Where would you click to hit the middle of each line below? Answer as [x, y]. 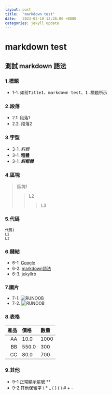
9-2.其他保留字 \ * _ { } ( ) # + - [42, 388]
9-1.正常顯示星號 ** [31, 381]
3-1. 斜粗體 [23, 161]
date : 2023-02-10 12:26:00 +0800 [41, 18]
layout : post [18, 9]
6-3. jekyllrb [24, 274]
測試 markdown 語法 [36, 66]
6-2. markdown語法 [32, 268]
